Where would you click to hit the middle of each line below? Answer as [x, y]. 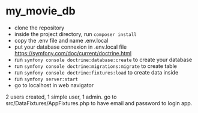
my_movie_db [40, 11]
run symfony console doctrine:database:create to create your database [103, 60]
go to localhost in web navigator [54, 85]
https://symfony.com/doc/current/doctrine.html [73, 53]
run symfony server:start [46, 79]
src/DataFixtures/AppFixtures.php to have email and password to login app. [99, 103]
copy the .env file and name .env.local [61, 40]
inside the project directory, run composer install [75, 34]
